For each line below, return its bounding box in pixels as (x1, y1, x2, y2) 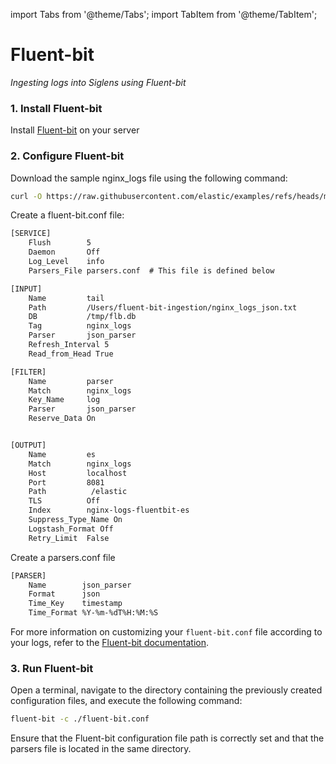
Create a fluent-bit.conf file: (10, 209, 125, 221)
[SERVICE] (10, 229, 52, 239)
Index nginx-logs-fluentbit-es (28, 505, 190, 516)
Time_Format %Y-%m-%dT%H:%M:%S (28, 608, 159, 618)
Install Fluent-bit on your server (10, 124, 140, 136)
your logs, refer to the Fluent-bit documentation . (10, 637, 210, 649)
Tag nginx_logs (28, 321, 132, 331)
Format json (28, 589, 101, 599)
